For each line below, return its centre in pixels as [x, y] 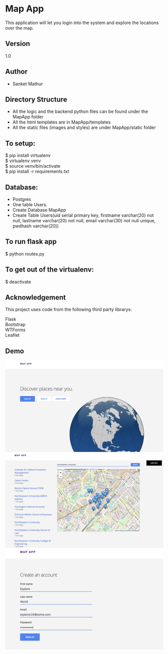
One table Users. [30, 205]
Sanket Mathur [28, 84]
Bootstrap [16, 325]
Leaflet [13, 335]
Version [18, 44]
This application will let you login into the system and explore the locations [82, 23]
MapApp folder [28, 117]
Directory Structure [36, 99]
